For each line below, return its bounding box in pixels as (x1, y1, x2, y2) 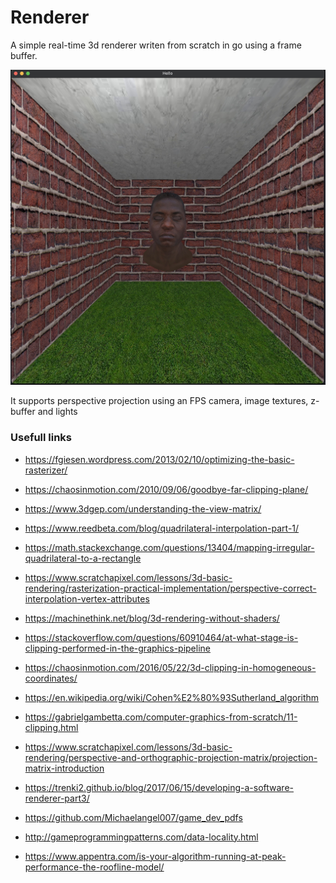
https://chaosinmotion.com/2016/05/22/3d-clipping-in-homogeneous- (24, 661, 317, 673)
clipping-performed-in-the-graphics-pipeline (24, 642, 211, 654)
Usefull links (10, 431, 73, 445)
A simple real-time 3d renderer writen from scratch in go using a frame (10, 39, 302, 51)
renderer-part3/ (24, 792, 90, 804)
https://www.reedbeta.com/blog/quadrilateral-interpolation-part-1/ (24, 522, 300, 534)
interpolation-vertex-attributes (24, 592, 150, 605)
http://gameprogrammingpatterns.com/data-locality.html (24, 831, 259, 843)
